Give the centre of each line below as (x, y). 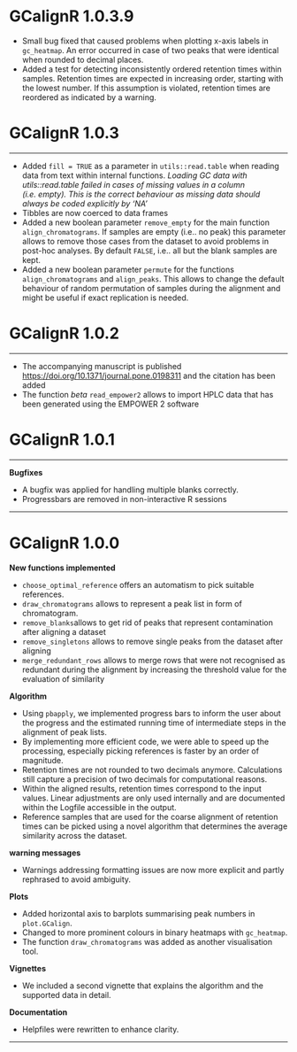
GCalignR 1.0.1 (62, 439)
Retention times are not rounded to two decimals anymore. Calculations (152, 770)
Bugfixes (26, 472)
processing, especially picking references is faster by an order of (140, 751)
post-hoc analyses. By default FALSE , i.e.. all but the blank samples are (149, 251)
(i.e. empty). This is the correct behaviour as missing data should (141, 194)
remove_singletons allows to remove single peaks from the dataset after (152, 641)
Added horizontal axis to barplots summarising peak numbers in (138, 913)
